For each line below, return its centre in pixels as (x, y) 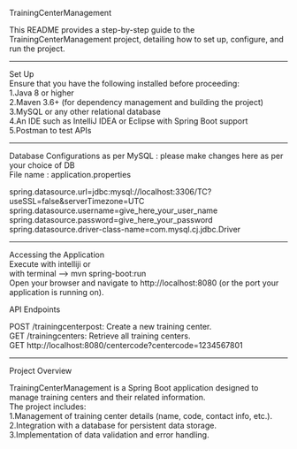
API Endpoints (35, 309)
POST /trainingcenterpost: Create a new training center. (110, 327)
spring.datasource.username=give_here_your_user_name (114, 210)
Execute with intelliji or (50, 264)
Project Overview (41, 371)
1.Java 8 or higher (42, 93)
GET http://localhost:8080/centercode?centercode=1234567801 (126, 345)
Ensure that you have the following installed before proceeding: (125, 84)
